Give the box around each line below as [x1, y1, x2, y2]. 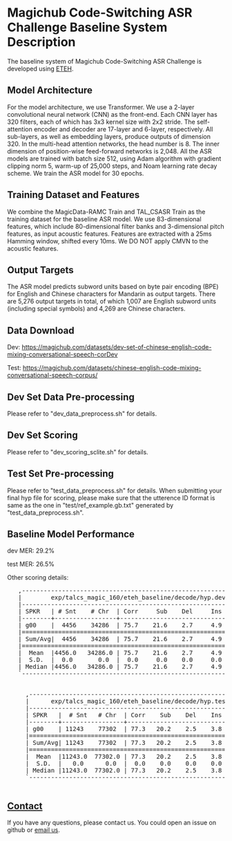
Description [7, 35, 76, 50]
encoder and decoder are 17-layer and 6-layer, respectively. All [33, 124, 213, 133]
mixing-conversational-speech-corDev [7, 351, 118, 359]
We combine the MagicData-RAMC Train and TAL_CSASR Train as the [7, 207, 206, 216]
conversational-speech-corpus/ [7, 371, 98, 380]
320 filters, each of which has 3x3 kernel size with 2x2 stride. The [7, 118, 195, 126]
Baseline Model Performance [7, 528, 135, 540]
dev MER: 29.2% [7, 546, 55, 555]
